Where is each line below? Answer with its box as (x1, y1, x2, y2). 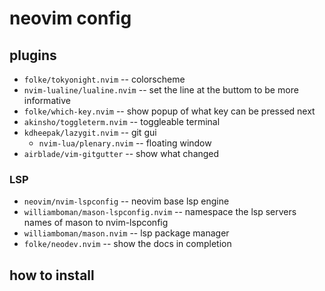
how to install (9, 267, 95, 284)
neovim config (9, 7, 132, 30)
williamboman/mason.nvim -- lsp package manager (23, 227, 230, 239)
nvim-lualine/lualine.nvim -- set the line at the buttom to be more (23, 84, 299, 96)
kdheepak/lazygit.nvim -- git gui (23, 127, 157, 138)
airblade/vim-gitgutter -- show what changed (23, 148, 220, 159)
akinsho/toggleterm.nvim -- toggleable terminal (23, 116, 221, 127)
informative (23, 95, 71, 106)
